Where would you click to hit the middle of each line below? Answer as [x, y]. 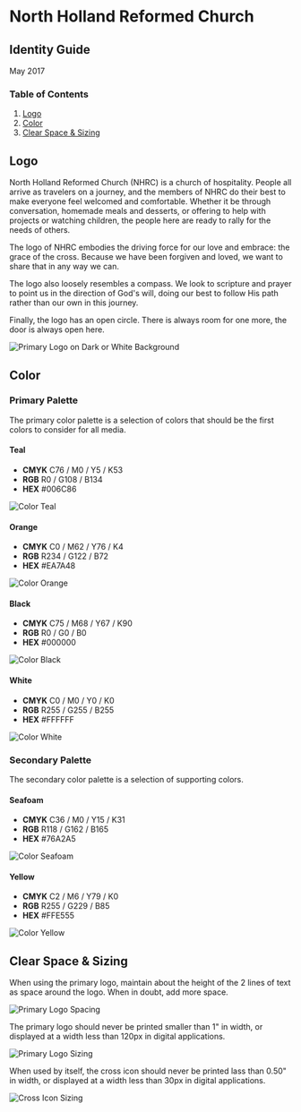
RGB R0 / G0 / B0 [54, 633]
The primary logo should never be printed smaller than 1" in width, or [136, 1027]
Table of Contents [49, 94]
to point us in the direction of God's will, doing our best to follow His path [144, 294]
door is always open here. [57, 329]
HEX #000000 [49, 643]
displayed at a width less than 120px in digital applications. [117, 1037]
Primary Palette [44, 400]
